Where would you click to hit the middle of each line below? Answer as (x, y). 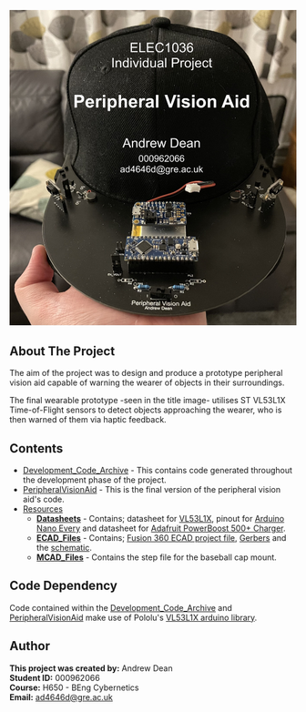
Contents (36, 448)
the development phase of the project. (94, 480)
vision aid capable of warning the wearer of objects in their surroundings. (147, 382)
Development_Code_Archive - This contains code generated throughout (158, 470)
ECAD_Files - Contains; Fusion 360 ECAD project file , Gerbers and (161, 537)
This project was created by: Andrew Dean (91, 668)
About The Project (62, 351)
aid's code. (44, 499)
